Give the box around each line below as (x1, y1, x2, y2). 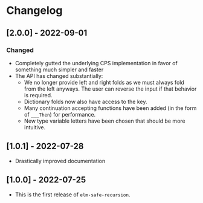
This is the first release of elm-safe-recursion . (14, 191, 130, 198)
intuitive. (24, 123, 46, 130)
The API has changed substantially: (14, 72, 103, 79)
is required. (24, 91, 53, 98)
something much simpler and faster (14, 66, 104, 73)
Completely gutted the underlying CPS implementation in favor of (14, 59, 178, 66)
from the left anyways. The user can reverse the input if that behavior (24, 85, 197, 92)
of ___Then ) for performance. (24, 111, 96, 118)
